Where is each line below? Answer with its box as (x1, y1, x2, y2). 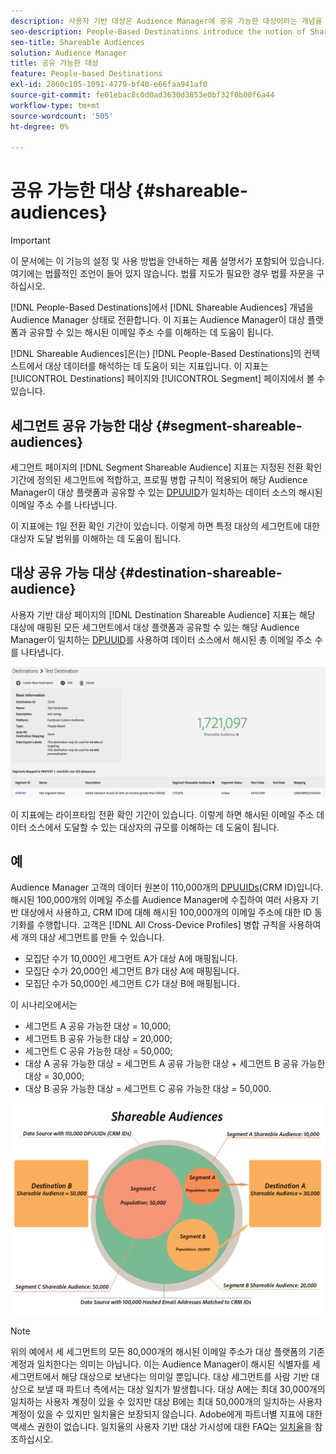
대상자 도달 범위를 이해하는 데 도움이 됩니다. (10, 533, 182, 544)
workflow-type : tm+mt (10, 100, 101, 110)
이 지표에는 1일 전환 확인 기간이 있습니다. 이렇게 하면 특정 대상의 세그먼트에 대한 (10, 520, 320, 532)
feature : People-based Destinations (10, 69, 163, 79)
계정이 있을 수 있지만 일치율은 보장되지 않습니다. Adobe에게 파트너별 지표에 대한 (10, 1408, 323, 1420)
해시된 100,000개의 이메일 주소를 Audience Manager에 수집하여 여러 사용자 (10, 894, 309, 906)
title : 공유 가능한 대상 (10, 58, 100, 69)
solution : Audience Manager (10, 48, 128, 58)
